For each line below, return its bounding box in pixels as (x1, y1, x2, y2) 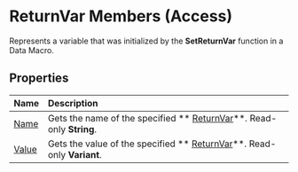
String (67, 122, 95, 135)
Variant (67, 148, 100, 160)
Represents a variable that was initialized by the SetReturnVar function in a (9, 35, 284, 46)
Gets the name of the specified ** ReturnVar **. (47, 112, 248, 124)
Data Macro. (9, 44, 55, 55)
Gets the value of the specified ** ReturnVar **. (47, 137, 247, 150)
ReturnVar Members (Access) (9, 6, 233, 27)
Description (47, 97, 99, 109)
